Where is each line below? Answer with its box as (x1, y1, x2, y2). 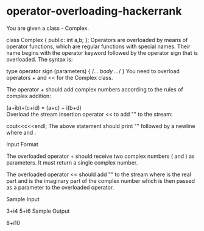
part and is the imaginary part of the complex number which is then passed (6, 177, 195, 184)
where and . (6, 129, 37, 136)
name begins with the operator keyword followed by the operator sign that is (6, 49, 198, 56)
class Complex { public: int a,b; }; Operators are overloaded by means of (6, 36, 188, 43)
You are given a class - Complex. (6, 24, 90, 32)
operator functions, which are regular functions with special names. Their (6, 43, 191, 50)
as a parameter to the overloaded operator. (6, 183, 114, 191)
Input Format (6, 140, 38, 147)
